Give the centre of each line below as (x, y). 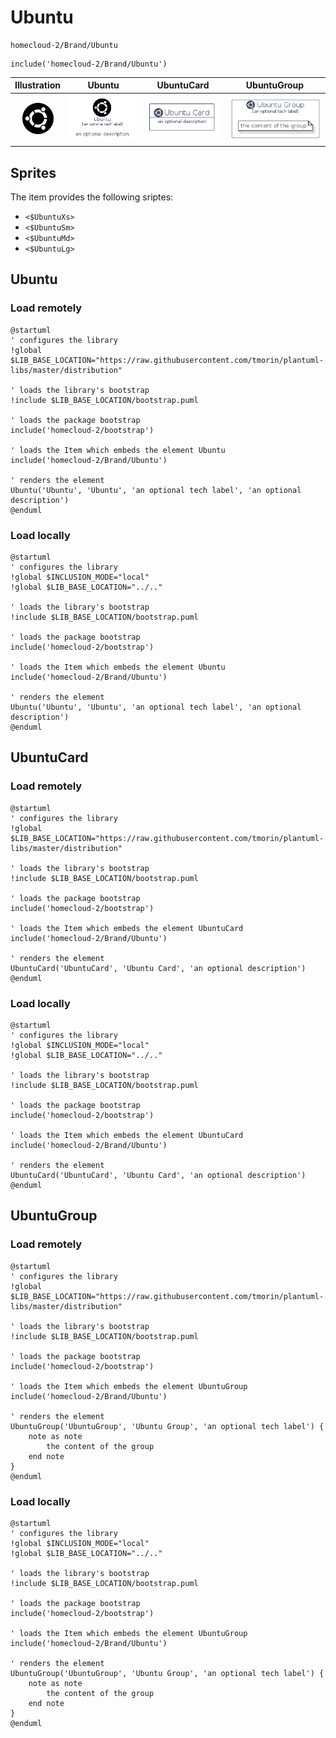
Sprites (33, 172)
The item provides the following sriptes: (92, 197)
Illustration (38, 85)
